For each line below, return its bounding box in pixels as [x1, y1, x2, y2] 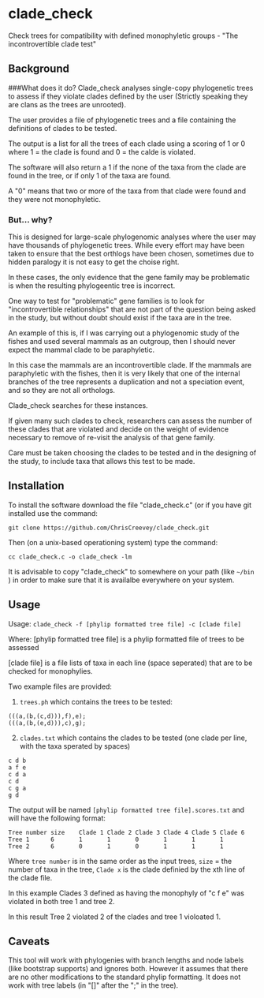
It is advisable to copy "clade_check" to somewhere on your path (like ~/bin [8, 566, 255, 576]
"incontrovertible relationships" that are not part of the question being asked [8, 305, 256, 314]
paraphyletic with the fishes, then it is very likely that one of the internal [8, 368, 240, 379]
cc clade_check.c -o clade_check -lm [8, 553, 132, 561]
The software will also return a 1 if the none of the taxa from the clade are [8, 163, 247, 172]
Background [8, 62, 69, 76]
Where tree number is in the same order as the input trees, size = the [8, 856, 232, 865]
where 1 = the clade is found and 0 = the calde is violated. [8, 147, 196, 156]
